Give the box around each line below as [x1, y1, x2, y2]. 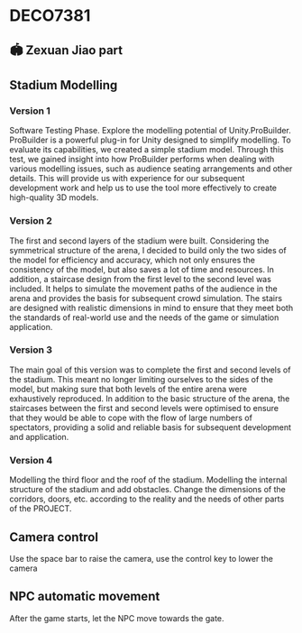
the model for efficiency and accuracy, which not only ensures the [9, 254, 255, 265]
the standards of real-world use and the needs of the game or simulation [9, 312, 279, 323]
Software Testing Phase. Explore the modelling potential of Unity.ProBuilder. [9, 125, 291, 136]
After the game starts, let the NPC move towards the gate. [9, 612, 224, 623]
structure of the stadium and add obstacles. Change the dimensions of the [9, 484, 286, 495]
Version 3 [9, 344, 52, 356]
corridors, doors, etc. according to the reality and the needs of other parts [9, 493, 285, 505]
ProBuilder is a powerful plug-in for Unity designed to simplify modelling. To [9, 134, 291, 145]
